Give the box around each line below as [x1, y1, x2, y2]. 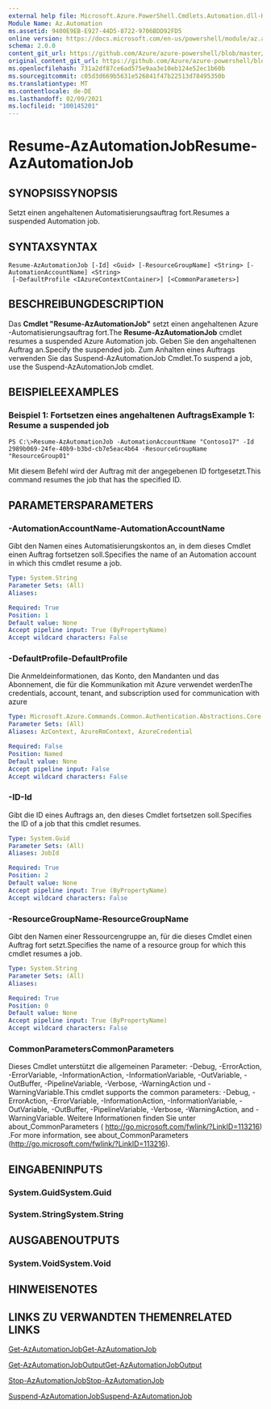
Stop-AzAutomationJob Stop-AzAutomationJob [8, 1376, 165, 1386]
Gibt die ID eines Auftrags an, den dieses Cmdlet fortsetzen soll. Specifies [8, 810, 252, 820]
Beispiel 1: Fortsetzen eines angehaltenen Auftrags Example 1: [8, 410, 256, 421]
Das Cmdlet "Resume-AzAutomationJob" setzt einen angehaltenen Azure [8, 319, 259, 329]
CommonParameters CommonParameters [8, 1043, 175, 1055]
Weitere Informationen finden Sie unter [67, 1114, 196, 1123]
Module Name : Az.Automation [8, 19, 103, 28]
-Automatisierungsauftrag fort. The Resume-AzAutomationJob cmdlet [8, 327, 242, 337]
